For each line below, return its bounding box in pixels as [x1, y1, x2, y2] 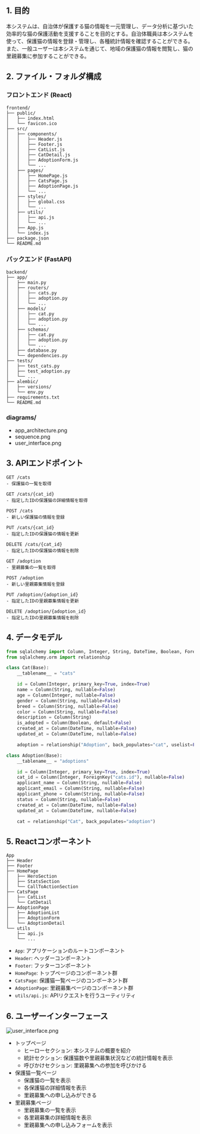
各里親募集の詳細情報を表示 [23, 1114, 92, 1121]
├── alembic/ [6, 378, 39, 384]
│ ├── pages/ [6, 167, 44, 173]
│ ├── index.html [6, 115, 55, 121]
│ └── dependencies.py [6, 352, 68, 359]
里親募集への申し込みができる [23, 1092, 97, 1099]
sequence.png [14, 433, 51, 440]
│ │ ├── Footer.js [6, 141, 62, 147]
